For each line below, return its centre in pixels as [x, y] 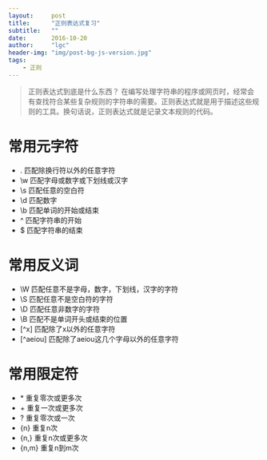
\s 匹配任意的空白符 [52, 190]
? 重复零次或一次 [47, 418]
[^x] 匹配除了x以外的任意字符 [68, 329]
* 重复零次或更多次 [51, 398]
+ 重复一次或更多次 [51, 407]
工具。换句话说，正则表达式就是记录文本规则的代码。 [130, 111]
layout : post [37, 16]
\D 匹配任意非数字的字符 [60, 309]
